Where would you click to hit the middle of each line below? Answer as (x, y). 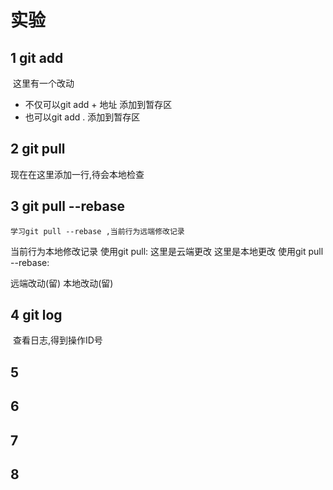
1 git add (37, 57)
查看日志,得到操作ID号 (57, 340)
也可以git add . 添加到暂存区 (82, 117)
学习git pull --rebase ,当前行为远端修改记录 (97, 231)
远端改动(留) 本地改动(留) (62, 283)
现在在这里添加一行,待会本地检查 (77, 174)
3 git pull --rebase (67, 206)
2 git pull (38, 149)
